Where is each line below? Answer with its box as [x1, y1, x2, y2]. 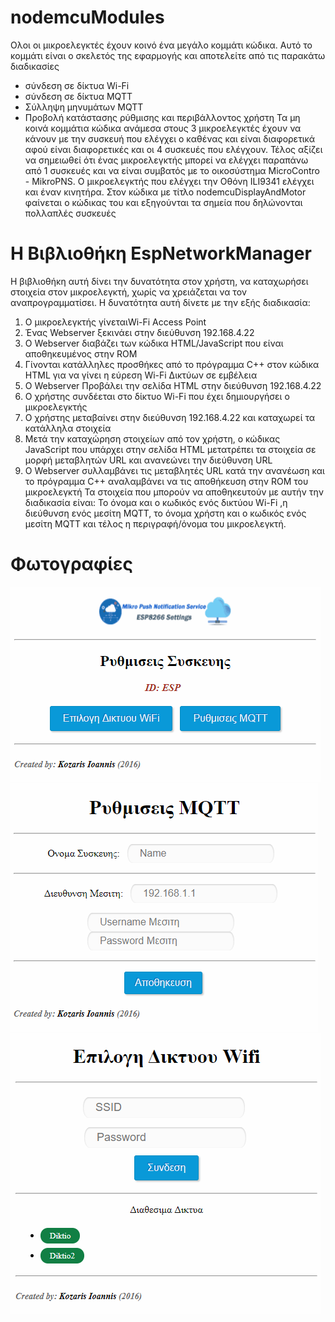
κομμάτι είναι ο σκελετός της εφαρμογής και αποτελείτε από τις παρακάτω [10, 49, 326, 61]
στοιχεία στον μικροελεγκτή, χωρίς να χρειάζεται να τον [10, 286, 247, 298]
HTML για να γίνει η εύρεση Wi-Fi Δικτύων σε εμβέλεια [24, 369, 258, 381]
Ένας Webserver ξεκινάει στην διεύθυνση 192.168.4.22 [24, 326, 255, 338]
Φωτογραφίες [10, 553, 134, 576]
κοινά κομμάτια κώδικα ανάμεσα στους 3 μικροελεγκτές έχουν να [24, 122, 302, 134]
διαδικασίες [10, 60, 60, 72]
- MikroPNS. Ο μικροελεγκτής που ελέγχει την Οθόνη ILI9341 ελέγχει [24, 175, 315, 187]
